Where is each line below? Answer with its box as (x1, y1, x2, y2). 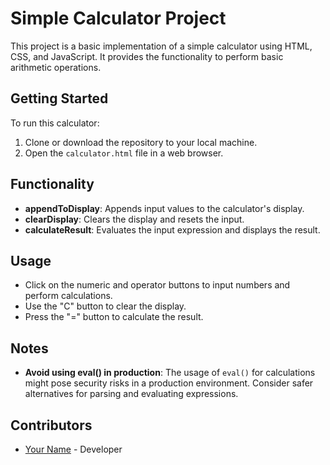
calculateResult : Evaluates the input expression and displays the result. (24, 223, 321, 236)
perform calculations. (24, 290, 113, 302)
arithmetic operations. (10, 61, 102, 73)
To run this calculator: (10, 117, 100, 129)
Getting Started (10, 90, 109, 107)
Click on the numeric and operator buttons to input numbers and (24, 279, 291, 291)
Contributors (10, 417, 93, 434)
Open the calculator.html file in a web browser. (24, 147, 224, 159)
